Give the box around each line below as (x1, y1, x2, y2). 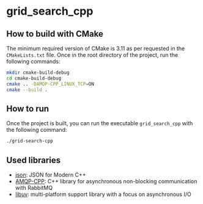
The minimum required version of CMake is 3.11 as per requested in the (6, 45, 185, 52)
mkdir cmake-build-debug (6, 70, 70, 76)
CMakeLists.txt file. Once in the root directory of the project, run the (6, 51, 179, 59)
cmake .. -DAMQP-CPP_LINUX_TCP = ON (6, 81, 95, 87)
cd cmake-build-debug (6, 75, 62, 81)
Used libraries (6, 155, 61, 166)
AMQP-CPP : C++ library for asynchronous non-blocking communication (15, 178, 197, 184)
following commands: (6, 58, 61, 65)
